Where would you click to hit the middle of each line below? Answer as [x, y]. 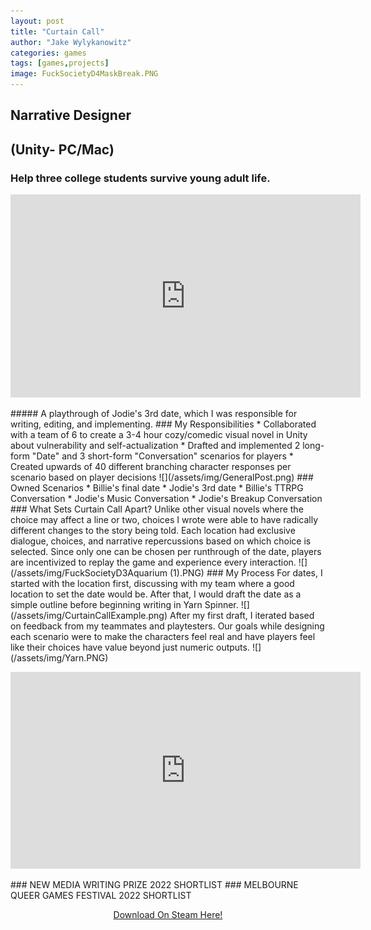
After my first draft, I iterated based [242, 616]
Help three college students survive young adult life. [140, 178]
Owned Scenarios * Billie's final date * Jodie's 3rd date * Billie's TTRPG [157, 488]
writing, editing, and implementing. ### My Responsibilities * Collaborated [163, 424]
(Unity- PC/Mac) [62, 149]
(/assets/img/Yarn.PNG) [59, 658]
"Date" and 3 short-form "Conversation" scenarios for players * [162, 456]
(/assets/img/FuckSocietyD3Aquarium [89, 573]
